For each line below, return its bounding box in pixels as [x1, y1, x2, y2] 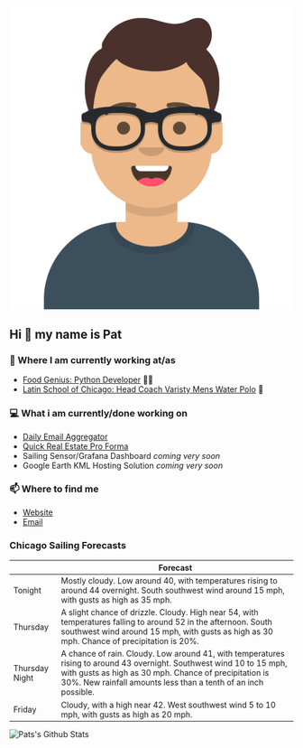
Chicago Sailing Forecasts [9, 538, 126, 551]
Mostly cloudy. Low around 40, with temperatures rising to [60, 575, 278, 585]
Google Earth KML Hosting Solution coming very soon [22, 460, 224, 471]
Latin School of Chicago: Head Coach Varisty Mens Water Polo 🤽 [22, 384, 264, 395]
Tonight [13, 584, 42, 595]
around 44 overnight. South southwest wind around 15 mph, [60, 584, 286, 595]
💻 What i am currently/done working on [9, 407, 188, 420]
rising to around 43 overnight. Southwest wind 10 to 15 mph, [60, 658, 288, 669]
